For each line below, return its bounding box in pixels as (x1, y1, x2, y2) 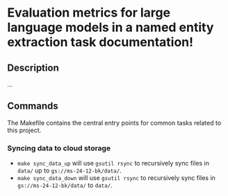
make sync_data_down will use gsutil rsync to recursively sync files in (17, 174, 215, 182)
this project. (7, 126, 42, 134)
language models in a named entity (7, 19, 214, 35)
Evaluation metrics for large (7, 5, 171, 21)
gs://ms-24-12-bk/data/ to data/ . (17, 181, 113, 190)
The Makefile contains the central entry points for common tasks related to (7, 118, 222, 127)
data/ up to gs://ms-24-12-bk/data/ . (17, 166, 122, 175)
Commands (7, 100, 59, 112)
